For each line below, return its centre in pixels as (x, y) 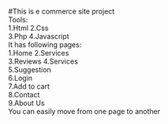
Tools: (18, 20)
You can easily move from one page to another (84, 111)
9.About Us (26, 103)
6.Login (21, 78)
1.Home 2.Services (39, 53)
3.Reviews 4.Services (43, 61)
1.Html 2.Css (28, 28)
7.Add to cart (29, 86)
